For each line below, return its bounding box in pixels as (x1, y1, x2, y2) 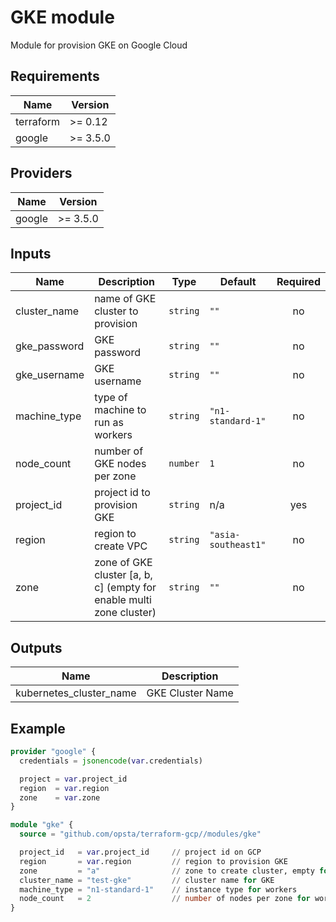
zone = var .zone (19, 792, 101, 803)
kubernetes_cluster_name (15, 686, 137, 700)
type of (94, 391, 128, 405)
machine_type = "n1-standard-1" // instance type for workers (19, 884, 298, 895)
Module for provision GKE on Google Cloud (10, 39, 188, 51)
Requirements (10, 68, 100, 85)
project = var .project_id (19, 774, 128, 784)
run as (94, 416, 124, 430)
